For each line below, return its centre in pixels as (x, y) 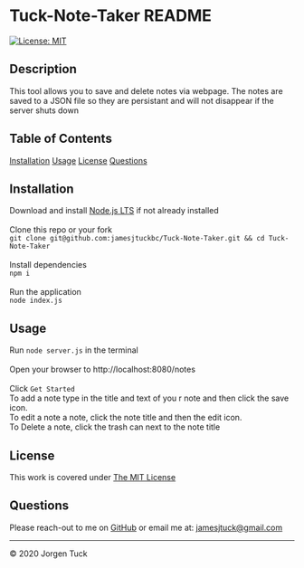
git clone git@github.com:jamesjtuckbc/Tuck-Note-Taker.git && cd (137, 239)
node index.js (36, 301)
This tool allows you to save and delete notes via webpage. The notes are (146, 90)
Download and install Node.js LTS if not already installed (114, 211)
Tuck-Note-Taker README (111, 16)
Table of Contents (61, 139)
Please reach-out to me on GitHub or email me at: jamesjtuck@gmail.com (146, 527)
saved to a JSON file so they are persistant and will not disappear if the (142, 100)
